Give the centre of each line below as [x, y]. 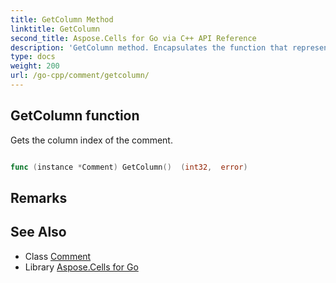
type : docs [33, 57]
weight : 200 [35, 66]
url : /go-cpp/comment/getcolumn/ [80, 76]
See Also [38, 232]
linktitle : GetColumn [55, 29]
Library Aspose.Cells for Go [81, 267]
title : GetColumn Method [62, 19]
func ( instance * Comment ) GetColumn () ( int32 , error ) [129, 167]
